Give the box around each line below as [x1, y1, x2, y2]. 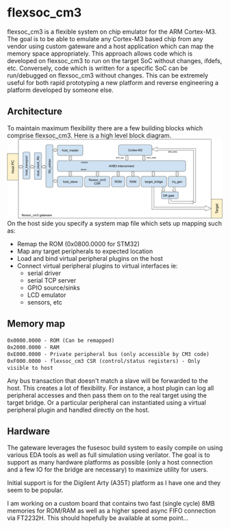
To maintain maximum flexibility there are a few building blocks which [7, 124, 203, 132]
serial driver [27, 269, 62, 277]
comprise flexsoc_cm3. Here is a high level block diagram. [7, 131, 172, 139]
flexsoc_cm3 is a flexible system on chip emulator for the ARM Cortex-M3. [7, 27, 217, 36]
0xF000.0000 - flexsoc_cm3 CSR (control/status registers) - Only [7, 357, 201, 364]
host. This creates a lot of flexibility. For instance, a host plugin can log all [7, 384, 214, 392]
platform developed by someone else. [7, 86, 114, 94]
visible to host [7, 364, 53, 371]
